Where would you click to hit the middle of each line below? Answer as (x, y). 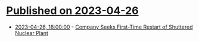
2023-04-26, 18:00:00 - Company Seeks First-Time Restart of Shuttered (104, 27)
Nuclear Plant (32, 33)
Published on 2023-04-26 (72, 11)
